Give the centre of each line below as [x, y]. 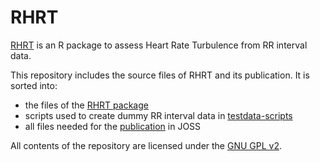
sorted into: [34, 85]
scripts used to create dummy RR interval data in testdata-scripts [158, 115]
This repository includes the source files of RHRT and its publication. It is [160, 75]
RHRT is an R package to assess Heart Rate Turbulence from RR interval [159, 45]
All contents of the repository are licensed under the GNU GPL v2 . [146, 145]
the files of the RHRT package [86, 105]
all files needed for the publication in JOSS [113, 126]
